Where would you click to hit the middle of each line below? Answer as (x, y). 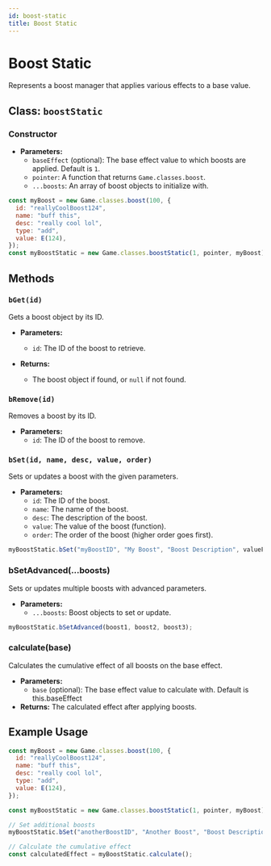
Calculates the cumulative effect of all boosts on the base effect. (116, 665)
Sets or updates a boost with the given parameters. (94, 476)
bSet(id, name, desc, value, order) (80, 460)
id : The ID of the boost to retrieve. (89, 348)
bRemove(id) (32, 399)
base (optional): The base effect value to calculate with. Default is (140, 689)
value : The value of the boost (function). (99, 526)
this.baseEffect (57, 698)
